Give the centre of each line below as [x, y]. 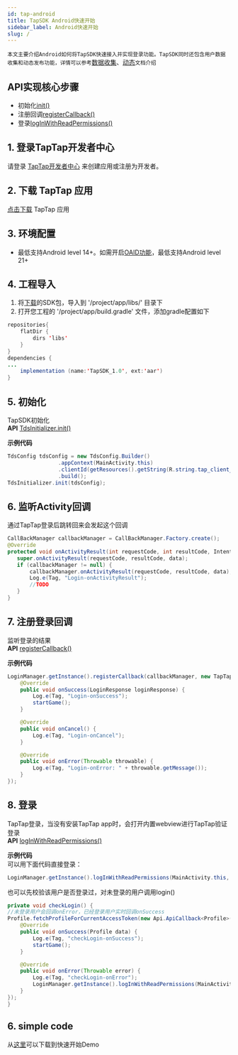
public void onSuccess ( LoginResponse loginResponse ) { [103, 690]
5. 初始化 [27, 402]
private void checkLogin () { [50, 905]
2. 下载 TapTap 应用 [50, 191]
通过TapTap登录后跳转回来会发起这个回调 [68, 525]
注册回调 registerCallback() [56, 114]
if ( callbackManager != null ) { [64, 565]
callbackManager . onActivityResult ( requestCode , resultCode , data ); [131, 572]
